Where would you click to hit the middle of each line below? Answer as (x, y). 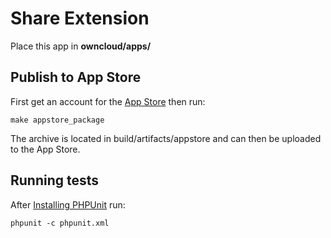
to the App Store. (45, 149)
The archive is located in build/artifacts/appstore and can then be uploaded (166, 138)
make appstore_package (57, 120)
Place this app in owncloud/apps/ (81, 46)
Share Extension (80, 18)
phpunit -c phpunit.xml (60, 223)
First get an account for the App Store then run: (108, 101)
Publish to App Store (76, 77)
